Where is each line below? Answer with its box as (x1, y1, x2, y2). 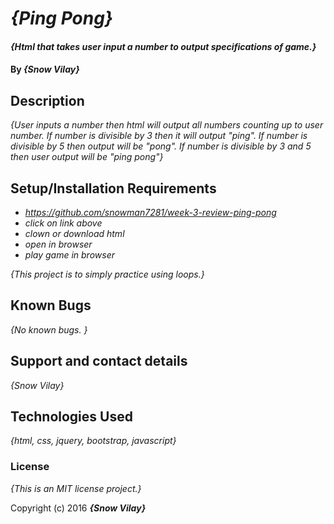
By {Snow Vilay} (10, 63, 80, 76)
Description (10, 92, 85, 109)
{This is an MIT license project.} (10, 482, 142, 494)
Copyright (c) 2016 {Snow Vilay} (10, 502, 147, 514)
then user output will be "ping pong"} (10, 151, 164, 163)
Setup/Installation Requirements (10, 180, 217, 197)
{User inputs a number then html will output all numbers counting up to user (10, 119, 324, 131)
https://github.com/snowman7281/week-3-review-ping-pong (24, 207, 277, 218)
